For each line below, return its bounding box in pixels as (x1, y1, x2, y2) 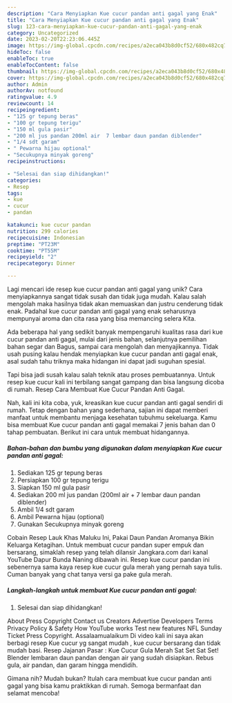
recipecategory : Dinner (7, 260, 76, 267)
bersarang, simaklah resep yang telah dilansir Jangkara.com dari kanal (7, 547, 209, 556)
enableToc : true (7, 55, 54, 62)
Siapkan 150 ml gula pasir (17, 483, 90, 491)
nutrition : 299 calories (7, 227, 79, 235)
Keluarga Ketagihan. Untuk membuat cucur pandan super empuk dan (7, 541, 204, 549)
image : (7, 42, 26, 49)
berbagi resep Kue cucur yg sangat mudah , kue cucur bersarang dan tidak (7, 639, 221, 647)
